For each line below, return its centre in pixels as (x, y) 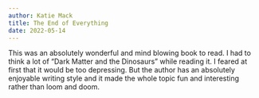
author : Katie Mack (41, 16)
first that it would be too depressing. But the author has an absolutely (122, 70)
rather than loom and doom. (54, 87)
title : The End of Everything (59, 23)
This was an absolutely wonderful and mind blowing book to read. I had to (129, 53)
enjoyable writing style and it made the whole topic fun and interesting (124, 78)
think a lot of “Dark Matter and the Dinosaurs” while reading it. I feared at (128, 61)
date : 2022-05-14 (37, 30)
